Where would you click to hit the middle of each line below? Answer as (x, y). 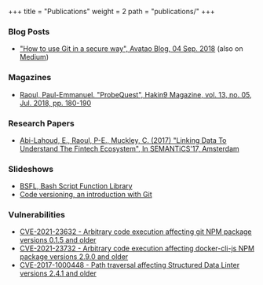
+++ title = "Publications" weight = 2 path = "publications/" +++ (111, 11)
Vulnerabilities (37, 215)
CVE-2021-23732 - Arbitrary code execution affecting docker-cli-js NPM (137, 248)
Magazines (30, 78)
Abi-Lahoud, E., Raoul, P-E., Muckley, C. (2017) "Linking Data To (123, 140)
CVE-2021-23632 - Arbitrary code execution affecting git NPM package (135, 232)
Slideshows (31, 169)
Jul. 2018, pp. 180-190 (55, 103)
